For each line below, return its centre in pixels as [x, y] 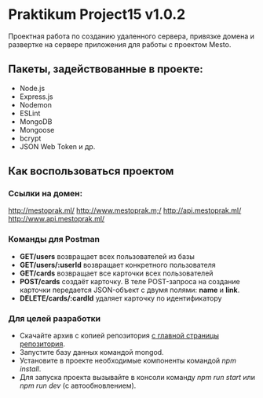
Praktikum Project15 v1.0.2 [97, 15]
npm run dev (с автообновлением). [78, 385]
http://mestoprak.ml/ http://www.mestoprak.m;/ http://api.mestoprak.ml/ [125, 210]
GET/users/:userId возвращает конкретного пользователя [117, 265]
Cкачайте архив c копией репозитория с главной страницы [119, 336]
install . [30, 369]
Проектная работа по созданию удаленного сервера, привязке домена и [131, 36]
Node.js [32, 88]
